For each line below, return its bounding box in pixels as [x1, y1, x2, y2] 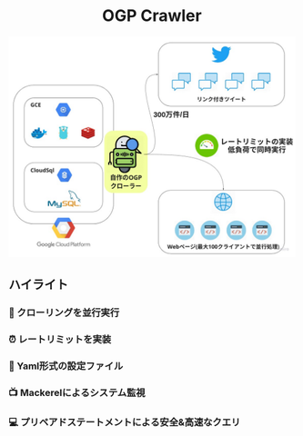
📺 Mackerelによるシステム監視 [8, 386, 146, 399]
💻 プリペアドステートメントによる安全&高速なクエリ [8, 415, 241, 428]
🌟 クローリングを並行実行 [8, 306, 120, 319]
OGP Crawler [102, 5, 202, 26]
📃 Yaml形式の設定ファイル [8, 360, 124, 372]
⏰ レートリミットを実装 [8, 333, 112, 345]
